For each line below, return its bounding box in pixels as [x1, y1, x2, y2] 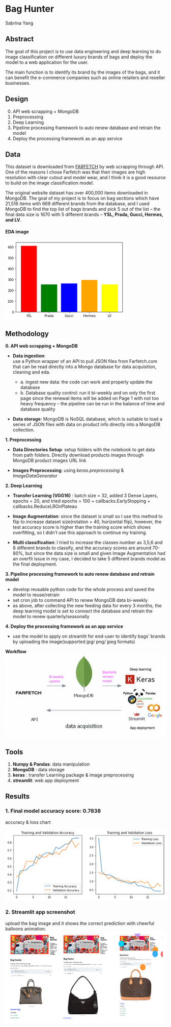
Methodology [5, 329, 49, 338]
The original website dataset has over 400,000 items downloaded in [5, 190, 149, 196]
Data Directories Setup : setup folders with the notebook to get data [12, 447, 155, 453]
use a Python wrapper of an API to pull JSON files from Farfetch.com [12, 358, 158, 364]
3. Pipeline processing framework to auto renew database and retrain [5, 571, 155, 577]
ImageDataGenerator [12, 473, 58, 479]
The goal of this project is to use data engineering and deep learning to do [5, 48, 161, 54]
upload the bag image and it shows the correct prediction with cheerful [5, 920, 154, 926]
